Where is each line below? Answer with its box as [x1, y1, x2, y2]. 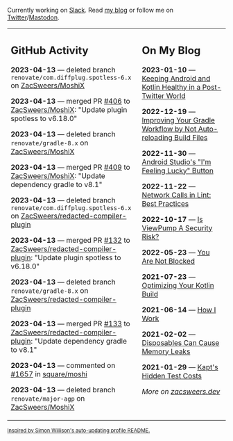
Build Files [174, 132, 208, 142]
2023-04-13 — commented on [10, 360, 116, 370]
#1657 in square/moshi [10, 369, 88, 378]
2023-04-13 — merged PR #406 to [10, 96, 130, 106]
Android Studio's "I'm [141, 157, 212, 166]
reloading [141, 132, 173, 142]
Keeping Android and [141, 73, 211, 83]
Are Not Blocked [141, 256, 196, 266]
